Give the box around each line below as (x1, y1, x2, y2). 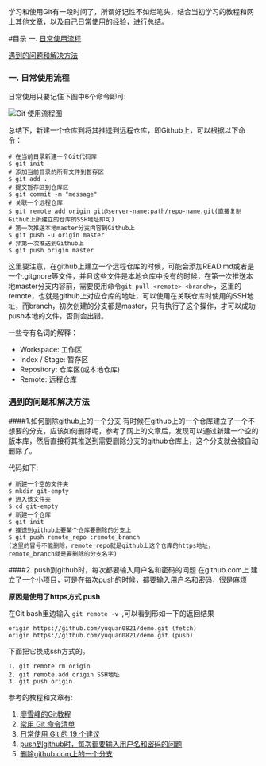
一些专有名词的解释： (8, 328, 78, 337)
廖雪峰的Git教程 (19, 709, 71, 718)
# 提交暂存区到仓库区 (8, 183, 69, 192)
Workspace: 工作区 (19, 345, 83, 355)
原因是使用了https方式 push (8, 591, 101, 601)
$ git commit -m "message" (8, 191, 98, 198)
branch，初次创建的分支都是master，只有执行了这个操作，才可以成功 (29, 301, 256, 311)
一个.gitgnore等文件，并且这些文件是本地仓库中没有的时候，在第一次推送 (8, 271, 246, 281)
